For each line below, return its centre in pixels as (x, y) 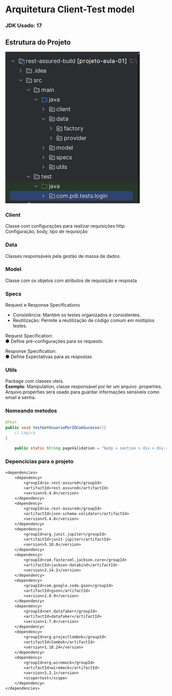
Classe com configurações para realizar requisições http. (66, 226)
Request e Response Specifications (43, 305)
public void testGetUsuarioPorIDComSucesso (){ (56, 427)
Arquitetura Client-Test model (70, 10)
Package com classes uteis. (35, 381)
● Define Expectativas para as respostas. (49, 357)
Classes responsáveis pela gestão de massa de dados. (63, 256)
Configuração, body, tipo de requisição (47, 232)
